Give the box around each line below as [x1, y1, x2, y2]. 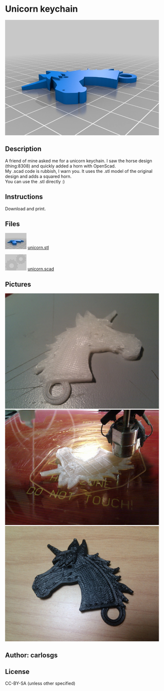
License [5, 668, 30, 676]
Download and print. [5, 206, 46, 211]
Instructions [5, 193, 43, 201]
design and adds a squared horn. [5, 173, 72, 179]
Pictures [5, 280, 31, 289]
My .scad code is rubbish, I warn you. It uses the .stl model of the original [5, 168, 153, 174]
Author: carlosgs [5, 651, 58, 659]
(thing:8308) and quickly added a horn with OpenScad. [5, 163, 116, 169]
